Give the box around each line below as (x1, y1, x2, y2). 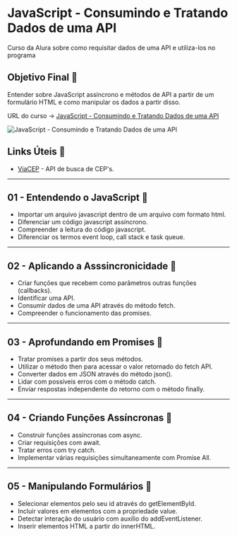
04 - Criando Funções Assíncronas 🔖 (7, 412, 173, 424)
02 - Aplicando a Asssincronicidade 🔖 (7, 260, 177, 272)
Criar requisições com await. (17, 438, 101, 446)
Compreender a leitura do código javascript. (17, 225, 146, 234)
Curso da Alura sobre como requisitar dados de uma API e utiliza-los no (7, 43, 216, 52)
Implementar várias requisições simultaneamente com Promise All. (17, 453, 212, 461)
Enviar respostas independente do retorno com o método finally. (17, 385, 205, 393)
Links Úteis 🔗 (7, 146, 66, 158)
